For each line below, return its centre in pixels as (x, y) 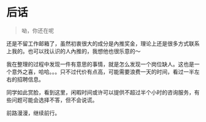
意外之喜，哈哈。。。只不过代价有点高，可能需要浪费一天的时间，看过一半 (103, 71)
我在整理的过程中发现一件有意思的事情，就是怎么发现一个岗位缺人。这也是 (100, 64)
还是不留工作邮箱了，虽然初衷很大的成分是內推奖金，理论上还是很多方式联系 (103, 43)
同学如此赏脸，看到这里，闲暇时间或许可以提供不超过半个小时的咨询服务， (100, 92)
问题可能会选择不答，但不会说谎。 (55, 100)
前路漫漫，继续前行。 (33, 113)
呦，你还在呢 (37, 30)
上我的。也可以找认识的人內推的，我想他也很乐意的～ (74, 51)
